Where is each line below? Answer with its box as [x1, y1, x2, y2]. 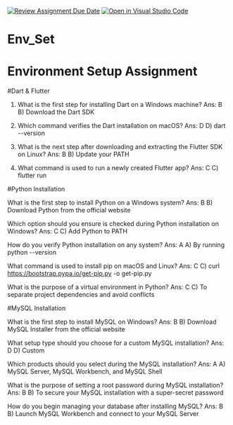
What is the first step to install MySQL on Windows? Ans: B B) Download [7, 317, 217, 326]
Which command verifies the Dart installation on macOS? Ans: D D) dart [17, 122, 226, 130]
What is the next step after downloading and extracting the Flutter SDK [17, 143, 223, 151]
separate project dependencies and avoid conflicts [7, 291, 155, 299]
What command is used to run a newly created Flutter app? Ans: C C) [17, 164, 219, 172]
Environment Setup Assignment [7, 63, 198, 80]
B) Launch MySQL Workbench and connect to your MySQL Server [7, 410, 199, 418]
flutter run [17, 171, 47, 179]
